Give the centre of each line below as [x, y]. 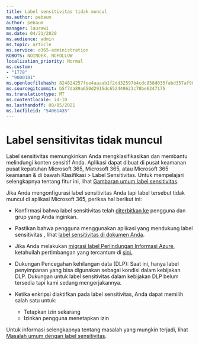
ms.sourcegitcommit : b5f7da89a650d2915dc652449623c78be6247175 [86, 89]
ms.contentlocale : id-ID [37, 99]
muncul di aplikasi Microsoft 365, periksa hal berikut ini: [74, 199]
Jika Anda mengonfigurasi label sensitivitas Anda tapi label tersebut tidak [96, 193]
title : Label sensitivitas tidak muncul [57, 12]
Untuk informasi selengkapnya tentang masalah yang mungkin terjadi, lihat [97, 330]
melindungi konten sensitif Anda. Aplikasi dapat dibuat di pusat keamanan [96, 163]
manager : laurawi [28, 28]
